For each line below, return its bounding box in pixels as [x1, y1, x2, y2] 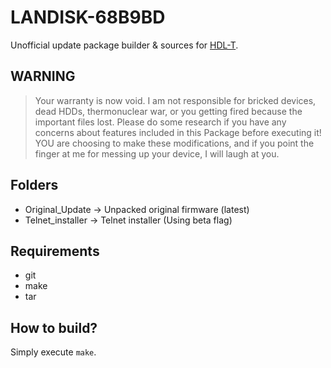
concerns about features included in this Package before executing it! [34, 126, 322, 138]
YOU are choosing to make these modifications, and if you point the [34, 137, 315, 149]
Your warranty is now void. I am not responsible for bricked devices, [34, 94, 317, 106]
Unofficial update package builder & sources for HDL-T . [10, 39, 239, 51]
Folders [10, 177, 59, 194]
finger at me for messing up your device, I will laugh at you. [34, 147, 280, 160]
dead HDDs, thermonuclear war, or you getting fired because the [34, 105, 303, 117]
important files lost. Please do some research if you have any [34, 116, 287, 128]
